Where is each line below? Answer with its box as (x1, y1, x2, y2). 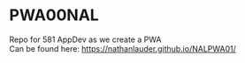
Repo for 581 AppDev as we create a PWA (9, 34, 162, 45)
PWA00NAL (9, 5, 99, 25)
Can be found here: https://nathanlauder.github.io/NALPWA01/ (9, 43, 236, 53)
